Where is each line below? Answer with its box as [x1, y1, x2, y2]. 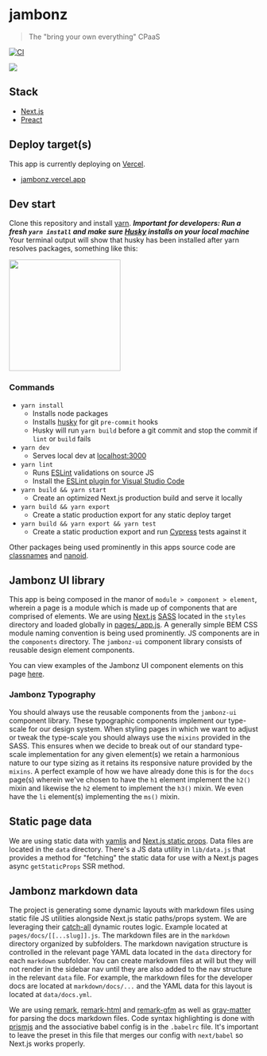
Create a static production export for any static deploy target [32, 510, 231, 519]
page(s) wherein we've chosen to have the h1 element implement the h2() [9, 775, 251, 784]
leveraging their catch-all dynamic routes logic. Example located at [9, 922, 228, 932]
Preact [20, 115, 43, 124]
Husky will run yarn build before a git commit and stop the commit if [32, 425, 257, 435]
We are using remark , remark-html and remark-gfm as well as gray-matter [9, 1005, 251, 1015]
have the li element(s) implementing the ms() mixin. [9, 791, 180, 801]
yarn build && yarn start [20, 486, 106, 494]
